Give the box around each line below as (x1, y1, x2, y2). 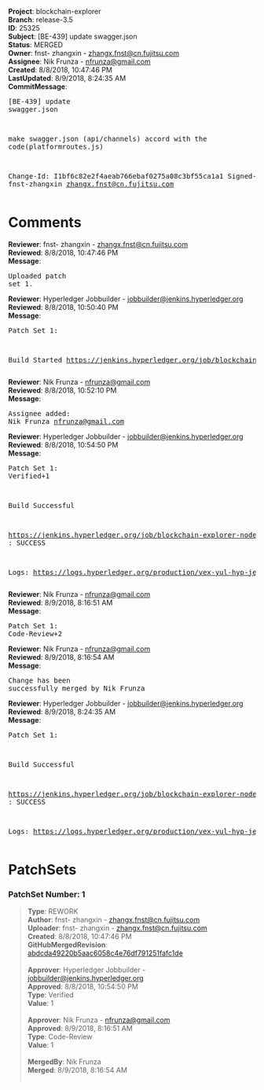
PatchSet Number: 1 (8, 889, 86, 900)
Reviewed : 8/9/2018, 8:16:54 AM (8, 652, 115, 661)
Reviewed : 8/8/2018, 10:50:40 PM (8, 302, 119, 311)
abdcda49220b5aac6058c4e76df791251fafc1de (27, 948, 183, 958)
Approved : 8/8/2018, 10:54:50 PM (27, 982, 139, 992)
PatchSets (8, 861, 77, 879)
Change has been (8, 676, 71, 685)
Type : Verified (27, 990, 75, 1000)
